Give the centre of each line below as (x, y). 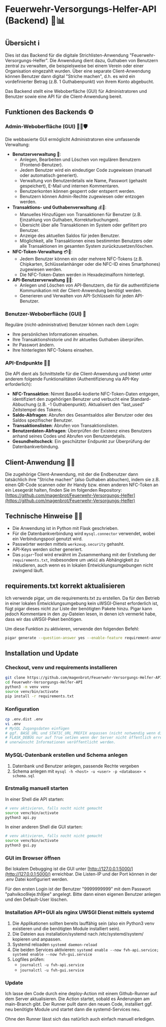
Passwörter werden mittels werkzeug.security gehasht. (68, 544)
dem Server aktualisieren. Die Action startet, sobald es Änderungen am (77, 999)
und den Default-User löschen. (37, 899)
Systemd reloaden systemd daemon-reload (55, 944)
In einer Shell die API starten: (35, 799)
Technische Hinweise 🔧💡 (44, 516)
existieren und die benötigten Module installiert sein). (66, 928)
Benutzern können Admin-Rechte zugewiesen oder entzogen (82, 196)
